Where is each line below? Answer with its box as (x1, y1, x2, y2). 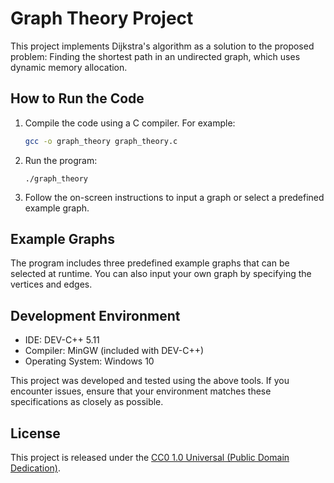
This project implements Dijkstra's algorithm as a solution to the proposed (10, 40, 315, 52)
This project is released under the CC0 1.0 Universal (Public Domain (10, 452, 290, 464)
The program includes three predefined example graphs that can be (10, 257, 290, 269)
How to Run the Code (10, 90, 145, 107)
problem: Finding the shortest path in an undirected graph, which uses (10, 50, 301, 62)
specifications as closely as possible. (10, 396, 164, 408)
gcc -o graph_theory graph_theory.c (24, 136, 178, 146)
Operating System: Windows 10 (24, 355, 155, 367)
